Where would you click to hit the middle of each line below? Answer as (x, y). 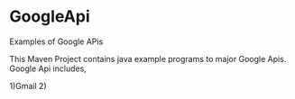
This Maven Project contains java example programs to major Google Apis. (148, 58)
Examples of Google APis (56, 41)
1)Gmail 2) (28, 85)
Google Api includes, (48, 68)
